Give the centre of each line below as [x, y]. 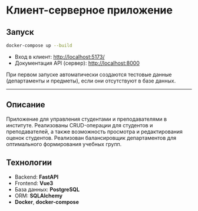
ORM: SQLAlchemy [39, 196]
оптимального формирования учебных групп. [64, 144]
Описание [26, 105]
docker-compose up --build [39, 45]
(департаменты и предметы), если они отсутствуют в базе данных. [91, 81]
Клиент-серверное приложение [89, 10]
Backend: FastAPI [37, 177]
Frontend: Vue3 [34, 183]
